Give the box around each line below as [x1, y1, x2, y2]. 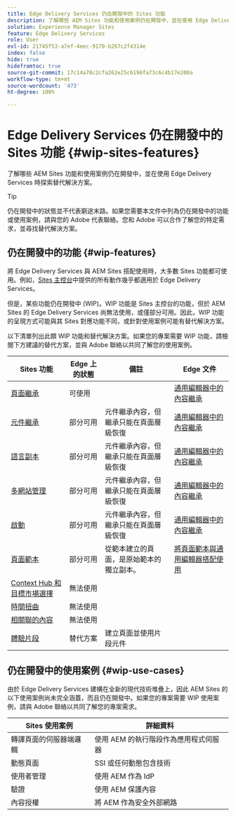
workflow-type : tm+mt [7, 75, 71, 83]
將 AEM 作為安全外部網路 [94, 797, 178, 807]
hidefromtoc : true [7, 63, 61, 70]
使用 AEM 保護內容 [94, 784, 157, 794]
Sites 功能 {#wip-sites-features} [7, 145, 200, 161]
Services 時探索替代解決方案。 [7, 178, 96, 187]
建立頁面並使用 [105, 628, 155, 638]
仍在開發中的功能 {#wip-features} [7, 247, 157, 259]
